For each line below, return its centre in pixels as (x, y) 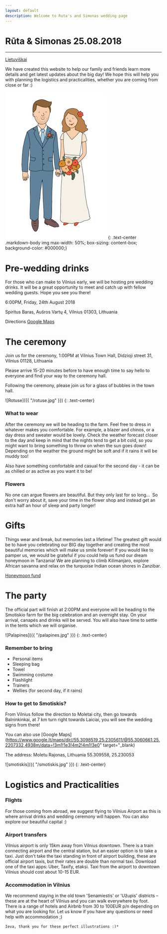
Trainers (21, 685)
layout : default (22, 10)
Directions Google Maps (30, 322)
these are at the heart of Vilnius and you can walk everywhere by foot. (77, 901)
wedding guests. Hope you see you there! (48, 293)
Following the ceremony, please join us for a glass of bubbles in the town (80, 385)
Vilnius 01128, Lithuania (29, 361)
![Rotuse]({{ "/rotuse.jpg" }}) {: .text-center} (50, 400)
